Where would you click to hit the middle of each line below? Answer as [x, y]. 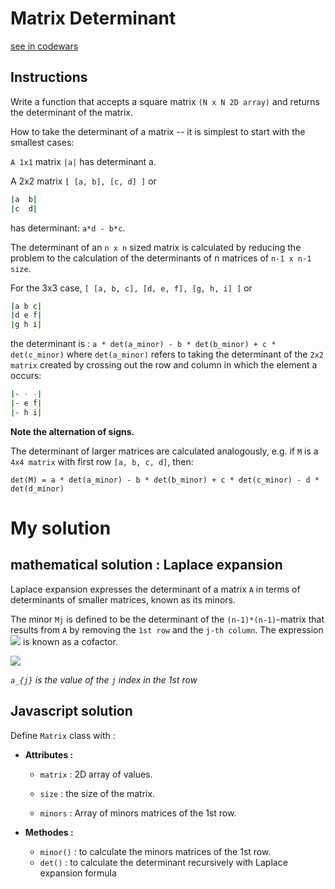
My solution [61, 528]
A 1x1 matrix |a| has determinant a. [83, 161]
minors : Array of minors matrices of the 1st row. [138, 813]
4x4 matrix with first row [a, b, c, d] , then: [102, 461]
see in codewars [44, 46]
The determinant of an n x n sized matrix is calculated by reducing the [156, 247]
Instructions [49, 77]
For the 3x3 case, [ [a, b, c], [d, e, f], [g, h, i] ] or [131, 288]
